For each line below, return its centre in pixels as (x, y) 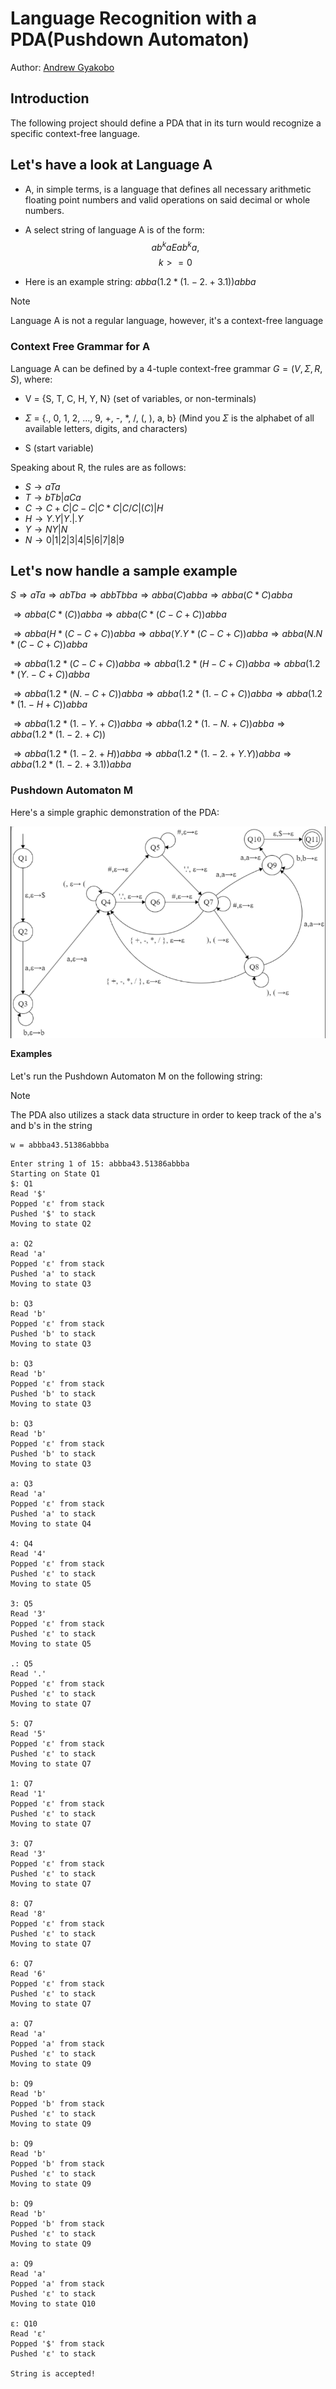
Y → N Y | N (46, 529)
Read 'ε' (28, 2334)
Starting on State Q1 (55, 1174)
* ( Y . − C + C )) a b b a (50, 674)
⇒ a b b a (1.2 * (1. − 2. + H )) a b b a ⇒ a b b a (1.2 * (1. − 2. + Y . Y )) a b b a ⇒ (152, 754)
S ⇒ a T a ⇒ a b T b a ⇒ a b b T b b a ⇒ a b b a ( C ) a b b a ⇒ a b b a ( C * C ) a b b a (151, 595)
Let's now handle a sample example (124, 570)
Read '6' (28, 1974)
